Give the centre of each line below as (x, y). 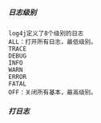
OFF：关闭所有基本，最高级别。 (53, 92)
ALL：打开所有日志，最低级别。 (53, 42)
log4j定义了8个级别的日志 (46, 33)
